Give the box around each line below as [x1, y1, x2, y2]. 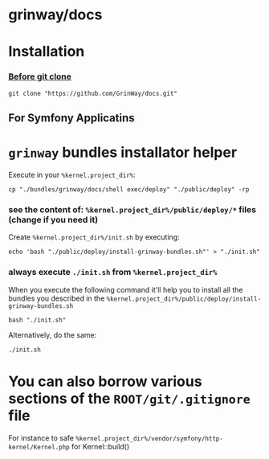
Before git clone [8, 71, 72, 82]
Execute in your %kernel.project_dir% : [8, 170, 137, 179]
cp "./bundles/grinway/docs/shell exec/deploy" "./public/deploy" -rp [8, 186, 250, 194]
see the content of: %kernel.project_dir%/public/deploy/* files [8, 203, 257, 215]
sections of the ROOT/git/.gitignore [8, 389, 251, 408]
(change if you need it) [8, 214, 99, 225]
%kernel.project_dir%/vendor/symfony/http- [75, 434, 223, 443]
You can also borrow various [8, 372, 202, 391]
